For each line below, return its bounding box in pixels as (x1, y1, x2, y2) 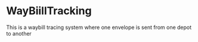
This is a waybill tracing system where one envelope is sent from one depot (6, 24, 192, 31)
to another (6, 30, 32, 37)
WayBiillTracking (6, 4, 92, 18)
